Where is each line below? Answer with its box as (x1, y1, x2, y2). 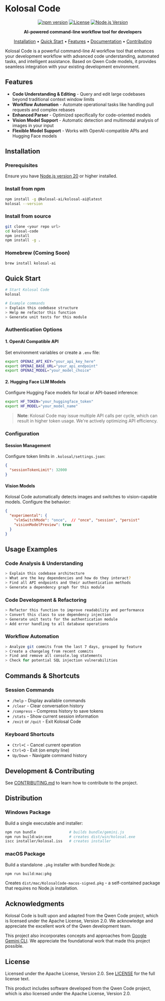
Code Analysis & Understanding (5, 560, 83, 567)
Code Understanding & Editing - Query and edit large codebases (12, 91, 145, 97)
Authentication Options (5, 326, 63, 333)
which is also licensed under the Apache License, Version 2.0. (5, 991, 132, 997)
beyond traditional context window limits (12, 96, 95, 102)
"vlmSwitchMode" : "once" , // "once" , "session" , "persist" (14, 518, 140, 522)
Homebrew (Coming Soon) (5, 249, 70, 256)
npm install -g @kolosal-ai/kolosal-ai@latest (5, 197, 102, 202)
